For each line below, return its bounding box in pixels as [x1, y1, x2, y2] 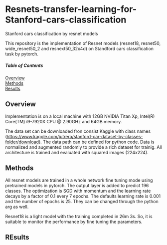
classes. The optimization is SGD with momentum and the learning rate [5, 188, 151, 194]
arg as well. [5, 204, 29, 210]
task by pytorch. [5, 51, 39, 57]
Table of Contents [5, 62, 43, 68]
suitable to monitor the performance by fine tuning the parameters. [5, 219, 143, 225]
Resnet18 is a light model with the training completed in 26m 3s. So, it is [5, 213, 153, 219]
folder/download [5, 139, 39, 145]
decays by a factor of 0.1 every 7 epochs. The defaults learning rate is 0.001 [5, 193, 161, 199]
